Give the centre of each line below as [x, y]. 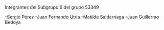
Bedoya [13, 22]
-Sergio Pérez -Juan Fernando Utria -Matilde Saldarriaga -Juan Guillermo [82, 17]
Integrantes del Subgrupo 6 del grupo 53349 [52, 7]
